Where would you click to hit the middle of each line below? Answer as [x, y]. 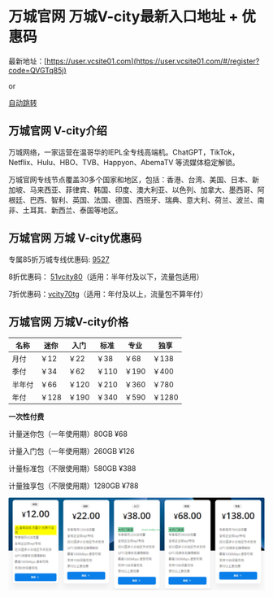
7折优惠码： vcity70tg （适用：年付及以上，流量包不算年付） [108, 294]
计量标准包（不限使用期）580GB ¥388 [72, 469]
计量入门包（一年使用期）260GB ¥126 [72, 452]
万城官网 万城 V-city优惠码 [75, 238]
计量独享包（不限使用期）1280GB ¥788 [74, 486]
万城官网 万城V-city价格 [69, 322]
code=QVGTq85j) [37, 70]
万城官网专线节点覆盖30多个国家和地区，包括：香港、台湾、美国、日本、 [130, 179]
